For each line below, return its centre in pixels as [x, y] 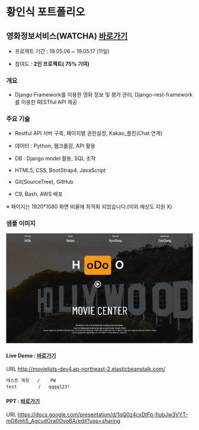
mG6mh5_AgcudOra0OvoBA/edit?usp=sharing [63, 421]
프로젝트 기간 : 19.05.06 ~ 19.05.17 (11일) [62, 51]
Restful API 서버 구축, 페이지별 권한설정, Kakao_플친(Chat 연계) [89, 133]
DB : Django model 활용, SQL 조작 [55, 158]
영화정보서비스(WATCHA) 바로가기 [67, 36]
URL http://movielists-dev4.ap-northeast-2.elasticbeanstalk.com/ [86, 369]
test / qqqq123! [38, 387]
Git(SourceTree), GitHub [44, 181]
